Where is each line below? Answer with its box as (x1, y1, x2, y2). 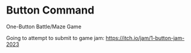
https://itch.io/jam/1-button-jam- (106, 34, 185, 41)
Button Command (6, 4, 95, 17)
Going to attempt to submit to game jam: (6, 34, 105, 41)
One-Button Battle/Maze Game (6, 23, 82, 30)
